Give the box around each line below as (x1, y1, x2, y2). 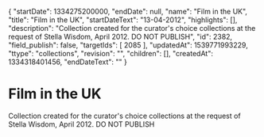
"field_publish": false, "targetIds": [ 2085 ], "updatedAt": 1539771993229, (8, 40, 248, 50)
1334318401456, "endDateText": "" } (8, 57, 127, 67)
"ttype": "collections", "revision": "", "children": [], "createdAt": (8, 49, 213, 58)
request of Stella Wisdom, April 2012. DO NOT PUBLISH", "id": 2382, (8, 32, 233, 41)
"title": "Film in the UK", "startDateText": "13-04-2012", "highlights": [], (8, 15, 238, 25)
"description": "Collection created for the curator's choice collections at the (8, 24, 256, 32)
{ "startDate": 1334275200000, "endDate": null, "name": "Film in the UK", (8, 7, 248, 16)
